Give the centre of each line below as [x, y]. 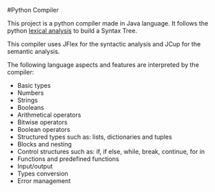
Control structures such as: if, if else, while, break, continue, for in [111, 152]
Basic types [34, 85]
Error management [44, 181]
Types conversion [43, 173]
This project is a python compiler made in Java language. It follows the [108, 23]
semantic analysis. [34, 51]
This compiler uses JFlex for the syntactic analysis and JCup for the [104, 44]
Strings [27, 100]
